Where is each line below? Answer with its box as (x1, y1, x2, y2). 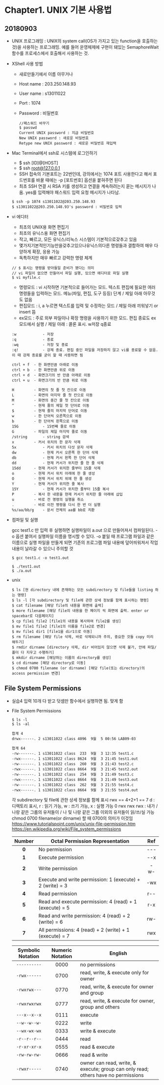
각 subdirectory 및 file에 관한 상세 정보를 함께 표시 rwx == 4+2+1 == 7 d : (11, 797, 155, 802)
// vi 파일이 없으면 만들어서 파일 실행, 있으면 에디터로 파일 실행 (11, 271, 129, 276)
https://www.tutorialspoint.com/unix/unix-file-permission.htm (11, 821, 136, 827)
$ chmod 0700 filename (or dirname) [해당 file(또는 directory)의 (11, 666, 145, 671)
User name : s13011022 (19, 90, 66, 96)
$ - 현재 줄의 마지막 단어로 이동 (11, 408, 88, 413)
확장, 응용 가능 (32, 249, 60, 255)
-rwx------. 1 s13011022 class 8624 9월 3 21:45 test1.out (11, 756, 138, 761)
